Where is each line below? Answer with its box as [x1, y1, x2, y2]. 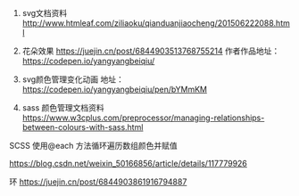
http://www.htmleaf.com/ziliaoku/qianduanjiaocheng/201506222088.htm [21, 18, 290, 29]
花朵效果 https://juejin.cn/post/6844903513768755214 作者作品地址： [21, 45, 280, 56]
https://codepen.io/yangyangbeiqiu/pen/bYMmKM [21, 84, 208, 94]
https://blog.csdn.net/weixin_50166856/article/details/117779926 [9, 159, 248, 168]
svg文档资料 [21, 8, 68, 18]
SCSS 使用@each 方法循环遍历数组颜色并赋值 [9, 141, 179, 151]
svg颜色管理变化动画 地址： [21, 74, 125, 85]
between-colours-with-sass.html [21, 122, 144, 132]
